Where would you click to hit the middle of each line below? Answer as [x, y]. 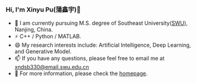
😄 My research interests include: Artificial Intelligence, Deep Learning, [103, 45]
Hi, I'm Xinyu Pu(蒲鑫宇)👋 [43, 9]
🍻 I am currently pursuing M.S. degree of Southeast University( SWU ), [101, 23]
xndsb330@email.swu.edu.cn [52, 67]
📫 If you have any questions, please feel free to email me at [89, 58]
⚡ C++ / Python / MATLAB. [48, 36]
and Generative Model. [43, 51]
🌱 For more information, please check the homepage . [81, 73]
